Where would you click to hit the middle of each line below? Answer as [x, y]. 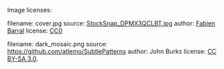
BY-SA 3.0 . [23, 59]
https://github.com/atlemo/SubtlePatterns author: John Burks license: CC [112, 51]
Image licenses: [29, 10]
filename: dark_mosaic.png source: [58, 44]
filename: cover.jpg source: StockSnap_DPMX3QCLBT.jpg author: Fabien [111, 23]
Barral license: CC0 [35, 31]
